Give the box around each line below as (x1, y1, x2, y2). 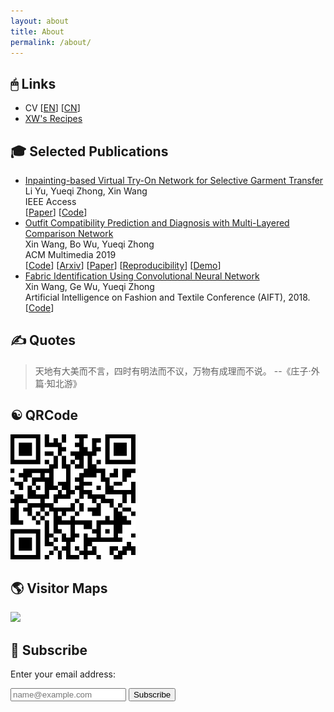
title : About (10, 26, 65, 37)
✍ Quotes (10, 332, 77, 349)
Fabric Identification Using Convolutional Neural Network (24, 270, 260, 282)
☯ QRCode (10, 407, 79, 424)
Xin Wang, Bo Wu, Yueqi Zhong (24, 238, 155, 250)
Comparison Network (24, 228, 114, 239)
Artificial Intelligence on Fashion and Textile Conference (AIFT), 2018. (24, 291, 311, 303)
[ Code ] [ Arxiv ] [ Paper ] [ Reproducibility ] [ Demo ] (24, 260, 222, 271)
